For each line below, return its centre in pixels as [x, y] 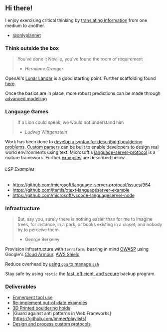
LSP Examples [20, 169]
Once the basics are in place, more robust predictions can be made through [83, 93]
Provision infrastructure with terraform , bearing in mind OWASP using [77, 249]
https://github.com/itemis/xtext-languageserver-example [71, 190]
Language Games [27, 112]
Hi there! [19, 8]
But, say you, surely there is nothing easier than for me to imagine [85, 219]
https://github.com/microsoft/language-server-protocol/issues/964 [82, 185]
